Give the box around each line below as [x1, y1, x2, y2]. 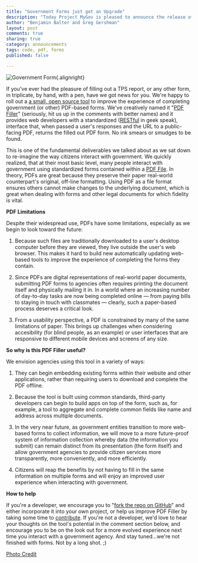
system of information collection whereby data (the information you [14, 436, 179, 443]
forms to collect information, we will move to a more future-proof [31, 429, 189, 436]
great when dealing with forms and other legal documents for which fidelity [6, 190, 189, 197]
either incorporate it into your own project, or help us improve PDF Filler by [6, 508, 187, 515]
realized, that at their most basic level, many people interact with [6, 159, 163, 166]
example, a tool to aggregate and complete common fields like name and [14, 406, 192, 413]
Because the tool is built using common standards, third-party [14, 393, 166, 400]
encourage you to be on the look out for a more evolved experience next [6, 526, 182, 534]
